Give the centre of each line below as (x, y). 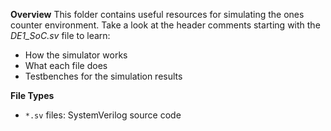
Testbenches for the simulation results (103, 76)
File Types (32, 95)
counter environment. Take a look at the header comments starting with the (165, 25)
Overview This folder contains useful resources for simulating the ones (157, 14)
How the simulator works (76, 55)
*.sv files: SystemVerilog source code (103, 115)
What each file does (66, 65)
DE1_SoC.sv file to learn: (60, 35)
